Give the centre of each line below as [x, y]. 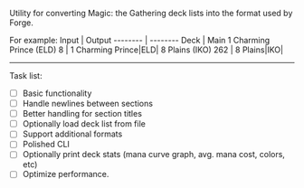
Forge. [21, 23]
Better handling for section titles [82, 114]
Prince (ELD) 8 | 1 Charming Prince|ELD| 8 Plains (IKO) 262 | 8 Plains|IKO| [146, 50]
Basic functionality [57, 93]
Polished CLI [46, 145]
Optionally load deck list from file [84, 124]
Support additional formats [72, 134]
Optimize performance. [66, 174]
